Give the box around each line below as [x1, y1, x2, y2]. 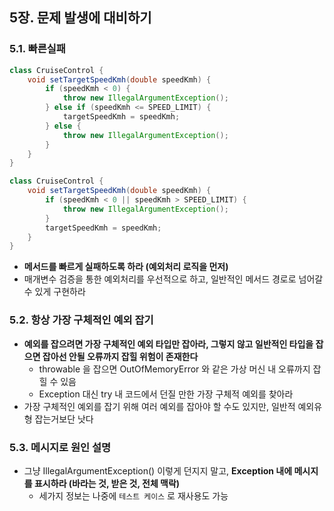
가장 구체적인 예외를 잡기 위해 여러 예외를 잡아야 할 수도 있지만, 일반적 [23, 400, 296, 412]
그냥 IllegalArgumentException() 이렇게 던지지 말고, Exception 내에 [23, 464, 293, 477]
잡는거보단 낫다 [34, 413, 94, 425]
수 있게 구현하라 [23, 286, 86, 298]
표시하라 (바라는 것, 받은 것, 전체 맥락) [33, 477, 181, 489]
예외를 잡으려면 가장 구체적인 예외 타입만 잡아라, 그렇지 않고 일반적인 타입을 [23, 338, 314, 350]
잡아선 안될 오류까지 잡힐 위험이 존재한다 [42, 350, 199, 362]
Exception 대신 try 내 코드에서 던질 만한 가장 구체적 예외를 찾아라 [38, 388, 294, 400]
